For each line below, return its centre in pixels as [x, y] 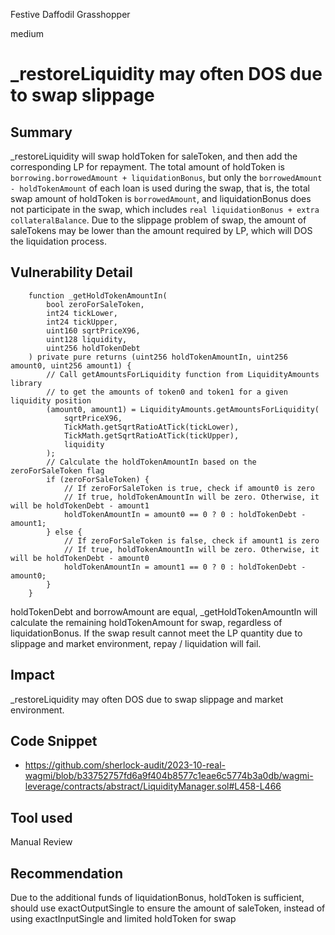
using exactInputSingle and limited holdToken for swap [123, 919]
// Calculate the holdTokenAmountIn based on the [151, 462]
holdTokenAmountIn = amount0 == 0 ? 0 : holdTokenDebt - [185, 514]
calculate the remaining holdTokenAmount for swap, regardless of [146, 622]
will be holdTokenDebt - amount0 [80, 558]
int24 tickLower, [82, 313]
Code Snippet [54, 741]
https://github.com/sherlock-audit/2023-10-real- [125, 765]
